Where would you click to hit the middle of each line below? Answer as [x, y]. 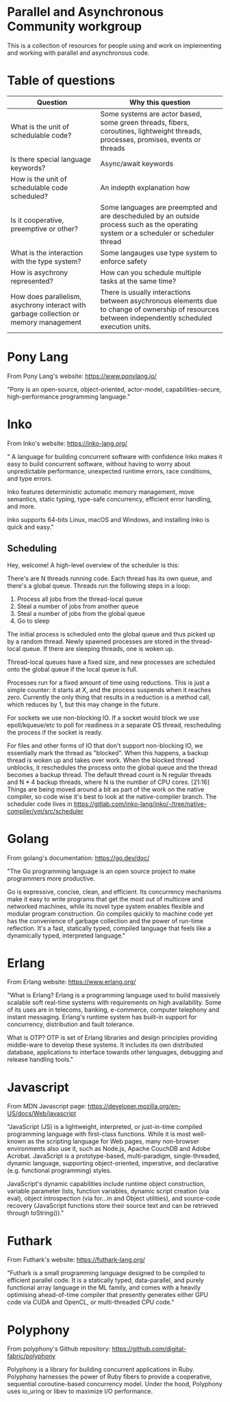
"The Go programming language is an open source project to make [101, 871]
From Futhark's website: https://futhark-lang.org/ [76, 1260]
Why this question [159, 102]
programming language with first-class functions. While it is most [99, 1134]
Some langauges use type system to [159, 252]
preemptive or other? [44, 228]
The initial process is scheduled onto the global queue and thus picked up [111, 634]
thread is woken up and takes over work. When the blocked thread [101, 760]
